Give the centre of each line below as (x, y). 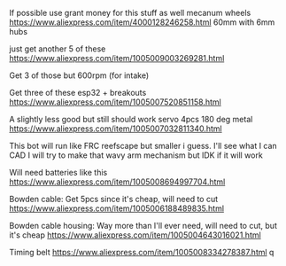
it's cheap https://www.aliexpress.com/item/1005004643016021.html (135, 235)
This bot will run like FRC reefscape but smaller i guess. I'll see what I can (143, 146)
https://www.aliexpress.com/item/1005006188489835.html (116, 208)
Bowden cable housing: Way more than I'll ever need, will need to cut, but (143, 226)
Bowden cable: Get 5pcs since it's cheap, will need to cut (114, 199)
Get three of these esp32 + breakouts (78, 93)
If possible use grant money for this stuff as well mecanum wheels (130, 13)
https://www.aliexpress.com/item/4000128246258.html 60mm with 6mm (142, 22)
